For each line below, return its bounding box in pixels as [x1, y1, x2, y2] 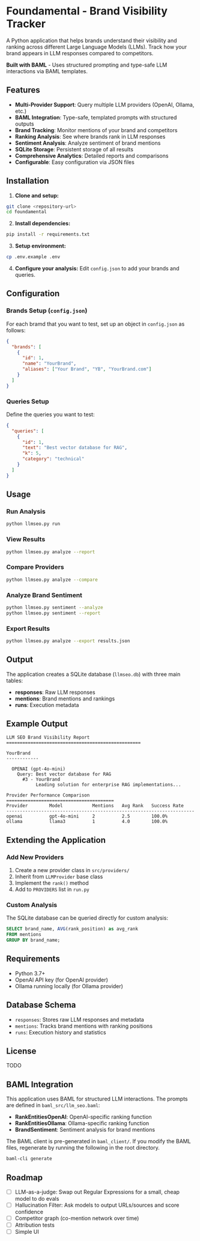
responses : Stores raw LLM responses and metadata [14, 1016, 144, 1023]
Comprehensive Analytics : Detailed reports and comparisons [14, 152, 169, 159]
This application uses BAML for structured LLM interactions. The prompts [6, 1095, 188, 1103]
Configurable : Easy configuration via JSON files [14, 158, 135, 166]
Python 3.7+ [14, 969, 46, 977]
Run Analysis [6, 507, 46, 515]
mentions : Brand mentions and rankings [14, 695, 115, 702]
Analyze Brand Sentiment [6, 590, 83, 599]
